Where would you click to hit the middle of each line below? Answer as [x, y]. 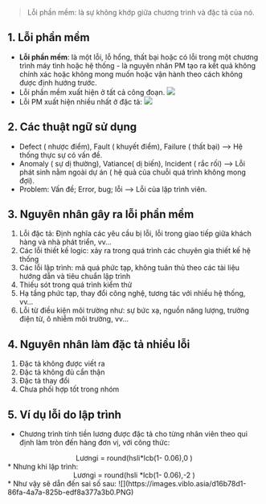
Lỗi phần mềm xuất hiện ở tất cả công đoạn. [92, 92]
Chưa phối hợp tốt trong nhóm [69, 389]
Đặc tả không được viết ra [62, 364]
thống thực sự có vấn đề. [61, 155]
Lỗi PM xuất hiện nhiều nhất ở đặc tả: [80, 101]
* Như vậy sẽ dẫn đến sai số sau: [62, 484]
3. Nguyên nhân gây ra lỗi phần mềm [101, 214]
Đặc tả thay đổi [44, 381]
